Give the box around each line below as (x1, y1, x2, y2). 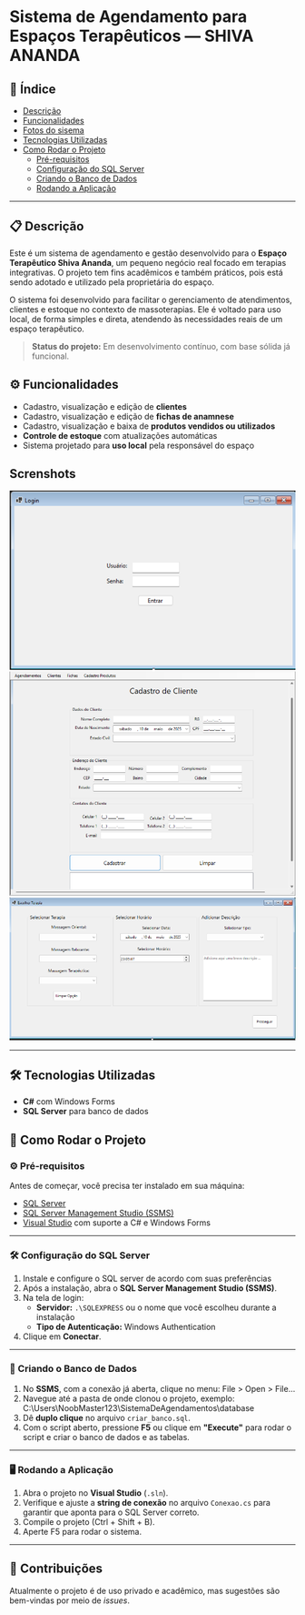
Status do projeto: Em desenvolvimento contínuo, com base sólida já (31, 340, 290, 351)
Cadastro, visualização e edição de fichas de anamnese (22, 411, 234, 422)
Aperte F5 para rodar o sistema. (22, 1526, 143, 1537)
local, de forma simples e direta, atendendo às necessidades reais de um (9, 313, 283, 324)
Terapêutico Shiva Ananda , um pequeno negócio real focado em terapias (9, 257, 287, 268)
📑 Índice (9, 81, 56, 96)
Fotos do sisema (22, 125, 84, 136)
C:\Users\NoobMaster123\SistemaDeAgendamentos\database (22, 1402, 255, 1413)
